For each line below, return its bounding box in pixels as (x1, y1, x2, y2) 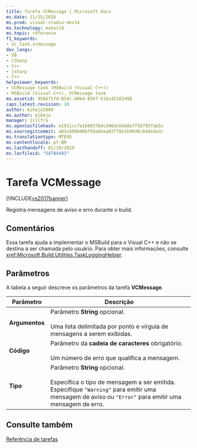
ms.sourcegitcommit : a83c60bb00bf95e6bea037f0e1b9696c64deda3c (6, 128, 164, 135)
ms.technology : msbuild (6, 25, 64, 31)
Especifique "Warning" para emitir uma (50, 385, 157, 393)
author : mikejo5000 (6, 107, 54, 113)
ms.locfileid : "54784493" (6, 150, 69, 156)
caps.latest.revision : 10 (6, 101, 69, 107)
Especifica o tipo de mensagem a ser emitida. (50, 378, 176, 386)
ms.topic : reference (6, 30, 57, 36)
